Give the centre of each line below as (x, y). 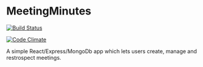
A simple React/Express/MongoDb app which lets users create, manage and (102, 51)
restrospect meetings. (34, 57)
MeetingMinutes (49, 11)
